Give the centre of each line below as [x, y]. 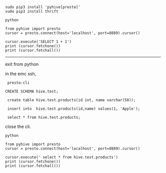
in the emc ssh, [21, 74]
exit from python [22, 64]
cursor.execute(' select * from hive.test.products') [62, 157]
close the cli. [18, 127]
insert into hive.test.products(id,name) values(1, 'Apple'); [74, 109]
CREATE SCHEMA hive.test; [32, 91]
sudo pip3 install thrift [32, 11]
